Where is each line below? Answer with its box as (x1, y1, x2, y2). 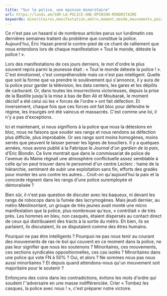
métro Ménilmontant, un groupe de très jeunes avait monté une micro (5, 203, 147, 209)
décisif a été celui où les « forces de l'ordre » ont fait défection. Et (5, 98, 140, 104)
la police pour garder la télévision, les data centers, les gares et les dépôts (5, 82, 158, 88)
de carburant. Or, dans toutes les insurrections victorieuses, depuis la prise (5, 88, 159, 94)
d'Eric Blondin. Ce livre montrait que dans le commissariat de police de (5, 150, 150, 156)
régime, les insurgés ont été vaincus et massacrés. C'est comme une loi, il (5, 109, 157, 115)
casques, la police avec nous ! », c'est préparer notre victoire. (5, 286, 132, 292)
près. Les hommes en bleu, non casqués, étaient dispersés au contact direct (5, 213, 162, 219)
